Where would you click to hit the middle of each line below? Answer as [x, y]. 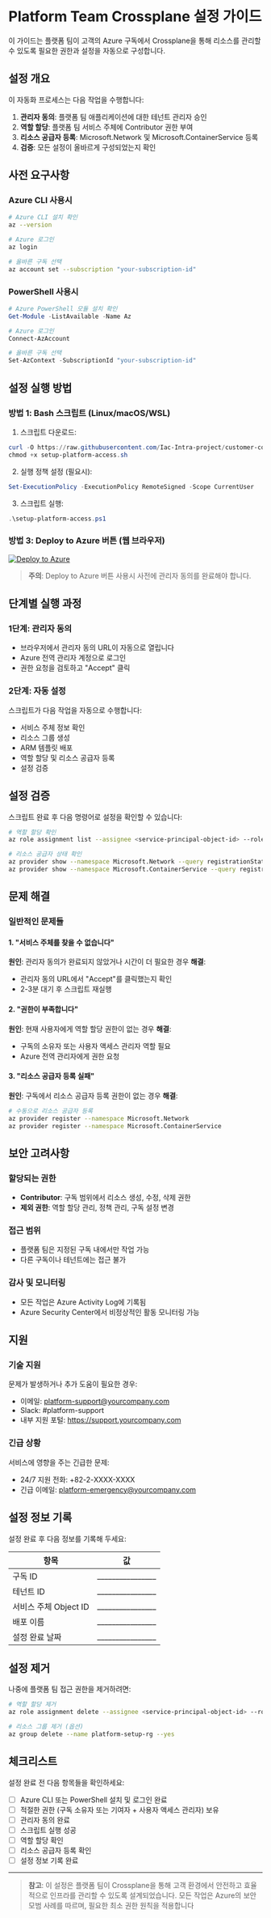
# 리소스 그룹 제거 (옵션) [46, 1727]
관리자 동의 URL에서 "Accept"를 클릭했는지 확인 [96, 979]
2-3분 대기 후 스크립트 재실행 [66, 989]
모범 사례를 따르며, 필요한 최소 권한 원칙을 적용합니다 [111, 1906]
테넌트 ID [29, 1591]
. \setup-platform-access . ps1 [57, 519]
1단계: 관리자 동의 [40, 629]
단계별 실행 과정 [45, 604]
